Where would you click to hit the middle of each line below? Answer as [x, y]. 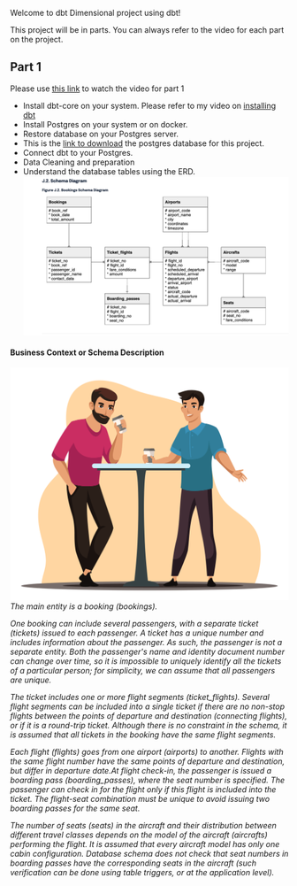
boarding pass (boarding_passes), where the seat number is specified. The [148, 780]
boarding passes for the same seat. [75, 808]
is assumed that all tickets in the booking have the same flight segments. [143, 735]
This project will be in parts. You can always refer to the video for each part [147, 30]
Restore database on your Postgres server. [101, 134]
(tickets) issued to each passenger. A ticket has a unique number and [137, 633]
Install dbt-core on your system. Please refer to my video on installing [149, 105]
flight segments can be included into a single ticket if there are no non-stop [148, 706]
